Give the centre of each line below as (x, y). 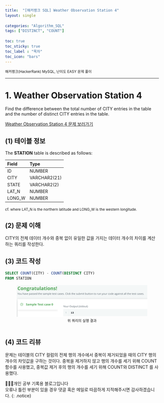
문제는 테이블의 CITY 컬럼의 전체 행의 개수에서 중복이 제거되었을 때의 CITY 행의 (81, 355)
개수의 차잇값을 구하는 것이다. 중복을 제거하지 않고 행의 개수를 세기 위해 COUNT (81, 361)
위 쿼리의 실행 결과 (82, 321)
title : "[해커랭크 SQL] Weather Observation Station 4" (62, 10)
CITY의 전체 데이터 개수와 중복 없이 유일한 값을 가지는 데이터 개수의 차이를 (76, 238)
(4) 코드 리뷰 (23, 342)
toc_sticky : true (23, 46)
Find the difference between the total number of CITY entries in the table (78, 109)
